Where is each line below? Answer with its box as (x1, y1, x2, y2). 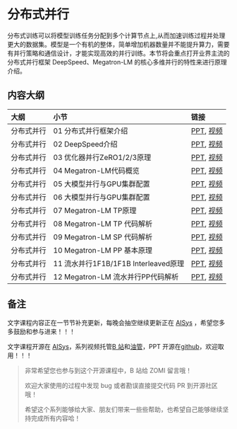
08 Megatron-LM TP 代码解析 (53, 219, 153, 229)
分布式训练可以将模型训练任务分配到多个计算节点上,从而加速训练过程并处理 (7, 31, 226, 40)
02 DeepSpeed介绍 (53, 139, 118, 149)
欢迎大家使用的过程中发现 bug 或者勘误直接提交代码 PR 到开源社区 (24, 381, 218, 389)
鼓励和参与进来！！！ (13, 327, 75, 336)
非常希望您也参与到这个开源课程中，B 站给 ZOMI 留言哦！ (24, 366, 193, 374)
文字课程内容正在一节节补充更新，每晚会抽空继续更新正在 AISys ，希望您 (7, 318, 219, 326)
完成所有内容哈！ (30, 413, 81, 422)
